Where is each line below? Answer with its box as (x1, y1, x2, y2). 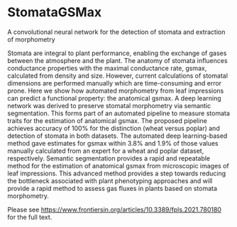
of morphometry (7, 35, 55, 43)
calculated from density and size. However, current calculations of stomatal (7, 71, 228, 80)
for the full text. (7, 213, 53, 221)
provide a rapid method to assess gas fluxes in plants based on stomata (7, 184, 218, 192)
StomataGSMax (7, 4, 101, 21)
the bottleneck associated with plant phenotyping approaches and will (7, 176, 213, 185)
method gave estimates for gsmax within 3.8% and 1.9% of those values (7, 139, 219, 147)
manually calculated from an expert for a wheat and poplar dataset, (7, 146, 204, 155)
